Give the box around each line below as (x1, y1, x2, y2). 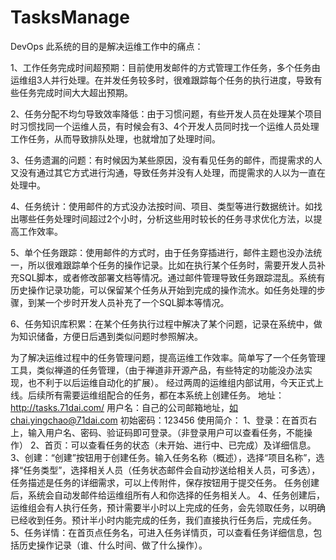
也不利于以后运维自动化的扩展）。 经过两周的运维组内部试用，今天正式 (27, 376, 315, 388)
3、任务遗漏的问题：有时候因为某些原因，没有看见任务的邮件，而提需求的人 (10, 154, 323, 166)
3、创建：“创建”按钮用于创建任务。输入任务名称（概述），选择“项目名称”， (10, 451, 317, 463)
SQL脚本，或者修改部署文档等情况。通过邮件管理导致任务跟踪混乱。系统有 (18, 271, 326, 283)
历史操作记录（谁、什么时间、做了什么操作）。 (18, 539, 208, 551)
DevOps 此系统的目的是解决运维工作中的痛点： (10, 40, 204, 52)
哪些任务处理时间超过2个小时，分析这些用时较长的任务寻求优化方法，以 (18, 212, 314, 225)
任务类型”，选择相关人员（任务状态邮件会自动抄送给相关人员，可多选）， (23, 464, 321, 476)
